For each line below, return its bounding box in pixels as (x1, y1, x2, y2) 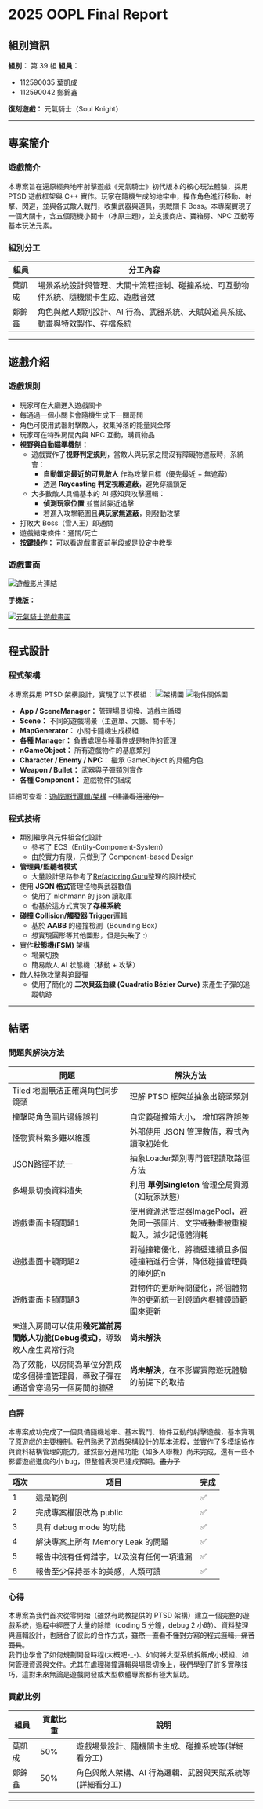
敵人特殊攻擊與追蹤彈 (19, 970, 88, 979)
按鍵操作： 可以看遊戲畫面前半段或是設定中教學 (19, 538, 173, 547)
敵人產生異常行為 (12, 1344, 76, 1355)
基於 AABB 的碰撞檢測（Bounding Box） (31, 920, 162, 930)
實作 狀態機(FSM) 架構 (19, 940, 90, 949)
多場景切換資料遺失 (12, 1185, 84, 1196)
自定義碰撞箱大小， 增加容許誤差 (129, 1111, 250, 1122)
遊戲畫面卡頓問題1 (12, 1217, 81, 1228)
